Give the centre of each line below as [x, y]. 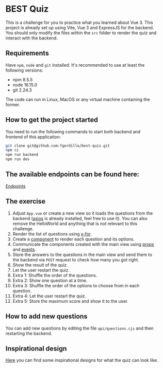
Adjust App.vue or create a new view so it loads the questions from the [83, 213]
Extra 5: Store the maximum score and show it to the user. [70, 301]
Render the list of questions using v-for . [52, 234]
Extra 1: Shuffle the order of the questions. [55, 275]
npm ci [12, 150]
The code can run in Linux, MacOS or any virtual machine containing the [78, 99]
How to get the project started [52, 120]
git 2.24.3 [22, 90]
